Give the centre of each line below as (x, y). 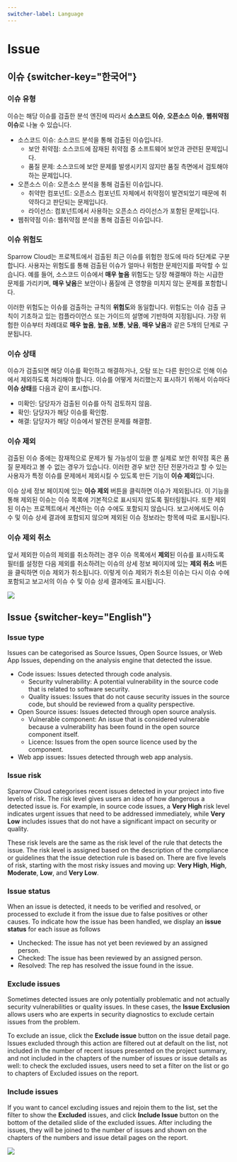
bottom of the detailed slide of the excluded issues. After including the (110, 1122)
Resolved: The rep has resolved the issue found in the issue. (105, 965)
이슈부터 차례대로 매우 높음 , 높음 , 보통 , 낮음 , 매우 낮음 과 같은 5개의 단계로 (121, 324)
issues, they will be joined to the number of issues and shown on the (107, 1130)
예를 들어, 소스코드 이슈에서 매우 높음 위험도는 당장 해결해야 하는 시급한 (126, 274)
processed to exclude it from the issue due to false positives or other (108, 914)
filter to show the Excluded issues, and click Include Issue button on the (113, 1114)
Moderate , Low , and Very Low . (53, 872)
